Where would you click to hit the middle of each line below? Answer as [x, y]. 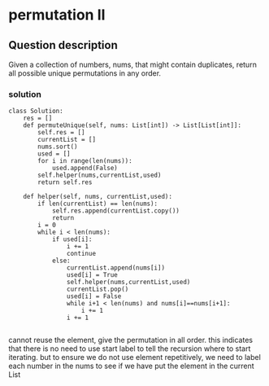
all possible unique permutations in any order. [85, 73]
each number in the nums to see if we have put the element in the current [131, 366]
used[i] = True [92, 275]
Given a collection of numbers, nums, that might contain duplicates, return [133, 64]
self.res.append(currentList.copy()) [116, 211]
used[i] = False [94, 296]
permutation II [57, 15]
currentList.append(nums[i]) [115, 268]
